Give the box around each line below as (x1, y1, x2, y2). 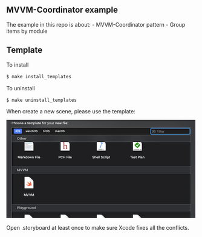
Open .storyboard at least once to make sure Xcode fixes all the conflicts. (6, 224, 189, 232)
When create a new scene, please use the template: (6, 108, 136, 115)
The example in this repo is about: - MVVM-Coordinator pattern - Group (6, 21, 186, 28)
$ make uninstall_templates (6, 97, 77, 103)
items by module (6, 27, 48, 35)
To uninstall (6, 84, 35, 92)
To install (6, 61, 29, 68)
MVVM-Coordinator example (6, 5, 119, 15)
